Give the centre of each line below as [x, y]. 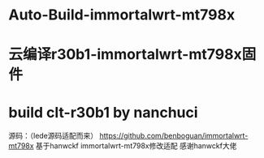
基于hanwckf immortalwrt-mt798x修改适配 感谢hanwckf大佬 [136, 146]
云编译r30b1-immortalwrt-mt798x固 [132, 55]
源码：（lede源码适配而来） [53, 136]
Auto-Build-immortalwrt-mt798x [122, 15]
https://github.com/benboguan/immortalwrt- [174, 136]
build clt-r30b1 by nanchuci [103, 112]
